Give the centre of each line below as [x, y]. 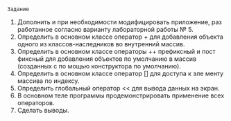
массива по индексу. [48, 81]
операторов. [36, 103]
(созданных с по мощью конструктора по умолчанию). [99, 66]
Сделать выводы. [43, 110]
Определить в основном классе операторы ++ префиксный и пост [117, 52]
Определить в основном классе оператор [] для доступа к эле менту [120, 73]
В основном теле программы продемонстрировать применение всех [121, 95]
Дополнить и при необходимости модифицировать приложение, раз [119, 22]
